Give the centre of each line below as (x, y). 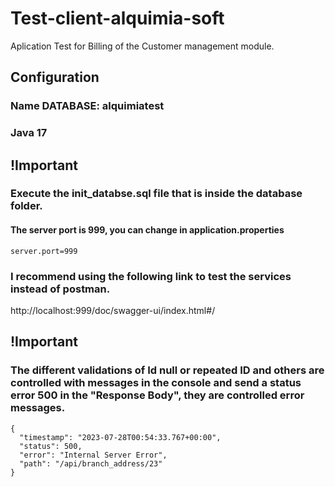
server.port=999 (44, 251)
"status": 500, (51, 446)
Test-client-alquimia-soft (117, 18)
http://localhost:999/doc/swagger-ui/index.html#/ (113, 310)
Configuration (55, 77)
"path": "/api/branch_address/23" (91, 463)
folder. (26, 206)
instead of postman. (60, 289)
